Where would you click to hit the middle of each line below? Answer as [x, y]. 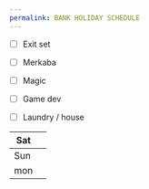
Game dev [42, 99]
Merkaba [40, 62]
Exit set [36, 44]
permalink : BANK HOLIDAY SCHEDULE [75, 18]
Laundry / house [53, 117]
